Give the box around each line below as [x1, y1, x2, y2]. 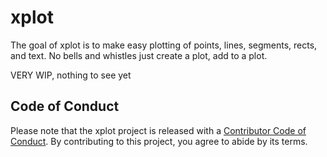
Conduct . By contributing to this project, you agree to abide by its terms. [10, 135, 308, 147]
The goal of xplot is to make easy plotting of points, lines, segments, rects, [10, 39, 318, 51]
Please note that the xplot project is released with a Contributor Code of [10, 124, 307, 136]
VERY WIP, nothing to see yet [10, 69, 132, 81]
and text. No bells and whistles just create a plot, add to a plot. [10, 49, 268, 61]
